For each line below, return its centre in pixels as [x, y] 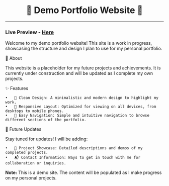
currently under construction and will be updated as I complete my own [79, 73]
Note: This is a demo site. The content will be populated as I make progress [83, 172]
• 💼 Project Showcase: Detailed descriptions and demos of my [74, 148]
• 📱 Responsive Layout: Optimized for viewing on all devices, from [81, 107]
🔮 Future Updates [23, 129]
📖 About [14, 58]
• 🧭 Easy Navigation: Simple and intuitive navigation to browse [77, 116]
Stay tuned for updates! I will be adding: [47, 139]
